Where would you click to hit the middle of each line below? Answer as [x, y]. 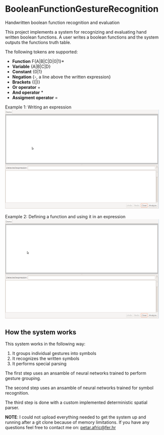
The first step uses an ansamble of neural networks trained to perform [76, 373]
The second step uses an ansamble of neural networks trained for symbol [79, 388]
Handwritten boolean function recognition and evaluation [62, 22]
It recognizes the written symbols [46, 359]
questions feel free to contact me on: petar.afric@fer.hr [61, 428]
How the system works [41, 332]
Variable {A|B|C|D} [31, 66]
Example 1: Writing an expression [38, 107]
